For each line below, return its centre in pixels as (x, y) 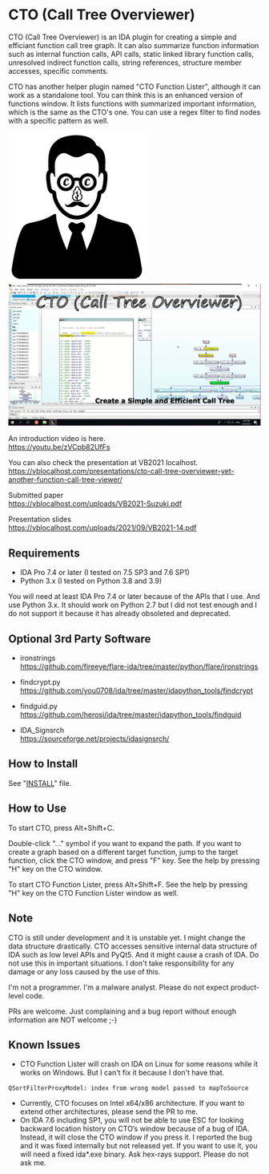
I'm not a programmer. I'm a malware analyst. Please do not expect (118, 987)
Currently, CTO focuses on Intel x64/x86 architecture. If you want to (132, 1103)
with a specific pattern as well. (59, 120)
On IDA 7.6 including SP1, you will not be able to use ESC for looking (132, 1120)
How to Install (43, 764)
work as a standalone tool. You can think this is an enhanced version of (126, 95)
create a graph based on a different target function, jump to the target (123, 852)
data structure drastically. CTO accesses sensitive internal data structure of (133, 946)
